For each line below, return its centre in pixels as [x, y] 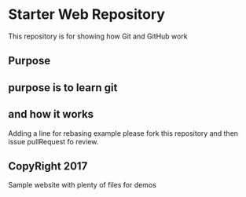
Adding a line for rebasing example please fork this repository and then [123, 133]
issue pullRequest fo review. [53, 141]
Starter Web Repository [86, 15]
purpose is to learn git [63, 88]
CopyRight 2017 [48, 166]
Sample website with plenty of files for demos [83, 185]
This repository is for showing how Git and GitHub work [98, 36]
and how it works [51, 114]
